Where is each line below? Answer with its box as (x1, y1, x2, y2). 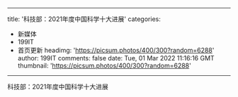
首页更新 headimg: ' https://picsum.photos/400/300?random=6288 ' (17, 46, 215, 54)
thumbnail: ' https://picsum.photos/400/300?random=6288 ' (17, 61, 191, 70)
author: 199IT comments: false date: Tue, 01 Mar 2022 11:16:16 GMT (17, 54, 215, 62)
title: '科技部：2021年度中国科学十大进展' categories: (7, 15, 161, 23)
